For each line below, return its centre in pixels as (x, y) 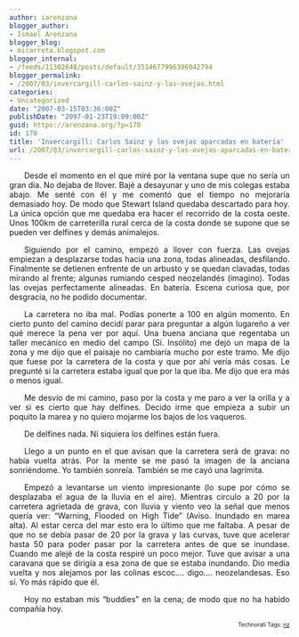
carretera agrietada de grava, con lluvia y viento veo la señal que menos (149, 506)
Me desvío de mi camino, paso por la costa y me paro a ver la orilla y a (157, 397)
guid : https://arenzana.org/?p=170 (75, 126)
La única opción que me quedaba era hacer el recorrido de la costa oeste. (149, 213)
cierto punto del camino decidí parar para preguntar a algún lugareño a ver (149, 323)
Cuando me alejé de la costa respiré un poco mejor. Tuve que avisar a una (149, 553)
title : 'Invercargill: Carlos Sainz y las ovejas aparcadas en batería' (147, 142)
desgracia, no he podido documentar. (78, 297)
